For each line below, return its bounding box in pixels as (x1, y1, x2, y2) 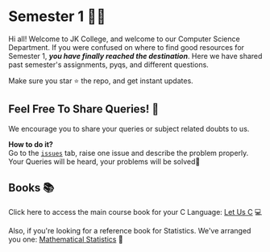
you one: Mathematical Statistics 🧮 (8, 234, 123, 244)
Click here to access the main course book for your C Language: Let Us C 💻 (8, 207, 263, 216)
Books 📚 (8, 181, 55, 195)
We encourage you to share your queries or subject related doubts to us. (8, 124, 250, 133)
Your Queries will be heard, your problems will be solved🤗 (8, 157, 201, 166)
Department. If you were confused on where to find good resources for (8, 42, 244, 52)
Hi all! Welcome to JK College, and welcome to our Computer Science (8, 34, 240, 44)
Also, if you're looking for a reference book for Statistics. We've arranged (8, 225, 251, 235)
